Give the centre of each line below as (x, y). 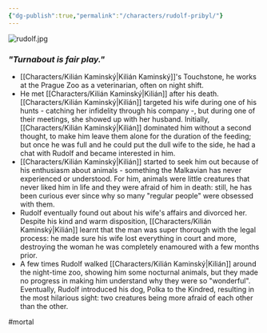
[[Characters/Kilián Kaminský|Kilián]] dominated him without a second (135, 127)
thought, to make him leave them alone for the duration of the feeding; (135, 136)
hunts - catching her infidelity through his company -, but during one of (137, 110)
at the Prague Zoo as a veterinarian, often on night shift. (112, 85)
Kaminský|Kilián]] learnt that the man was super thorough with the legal (138, 230)
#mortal (21, 322)
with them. (37, 204)
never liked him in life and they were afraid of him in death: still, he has (136, 187)
